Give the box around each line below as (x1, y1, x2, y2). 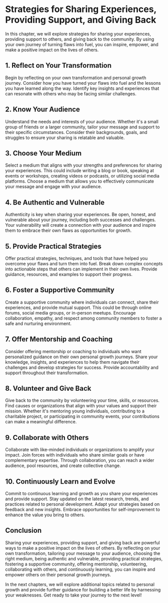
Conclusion (5, 526, 42, 535)
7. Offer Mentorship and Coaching (5, 335, 113, 344)
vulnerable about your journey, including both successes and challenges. (5, 217, 156, 223)
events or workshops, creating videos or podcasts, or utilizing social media (5, 173, 160, 179)
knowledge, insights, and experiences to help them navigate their (5, 359, 140, 365)
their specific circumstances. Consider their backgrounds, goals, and (5, 129, 147, 135)
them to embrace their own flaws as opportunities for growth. (5, 227, 131, 234)
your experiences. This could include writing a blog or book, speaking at (5, 168, 154, 174)
